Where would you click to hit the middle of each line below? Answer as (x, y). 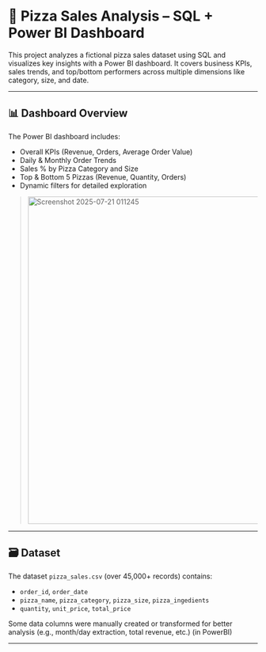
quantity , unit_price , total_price (75, 608)
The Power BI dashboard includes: (64, 136)
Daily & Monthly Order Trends (68, 160)
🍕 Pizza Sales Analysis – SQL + (111, 16)
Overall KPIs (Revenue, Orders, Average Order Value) (106, 152)
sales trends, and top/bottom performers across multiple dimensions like (127, 71)
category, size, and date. (49, 80)
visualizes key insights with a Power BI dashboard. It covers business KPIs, (130, 63)
